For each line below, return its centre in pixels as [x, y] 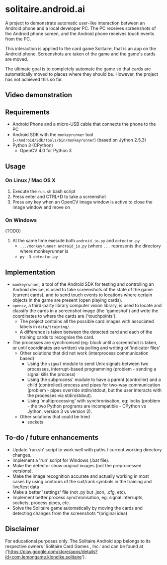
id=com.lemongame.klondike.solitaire [43, 557]
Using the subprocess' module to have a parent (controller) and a [94, 379]
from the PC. [18, 39]
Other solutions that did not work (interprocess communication [84, 353]
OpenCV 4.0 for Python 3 [46, 151]
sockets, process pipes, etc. [41, 503]
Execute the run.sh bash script [44, 191]
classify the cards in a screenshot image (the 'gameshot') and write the [85, 311]
